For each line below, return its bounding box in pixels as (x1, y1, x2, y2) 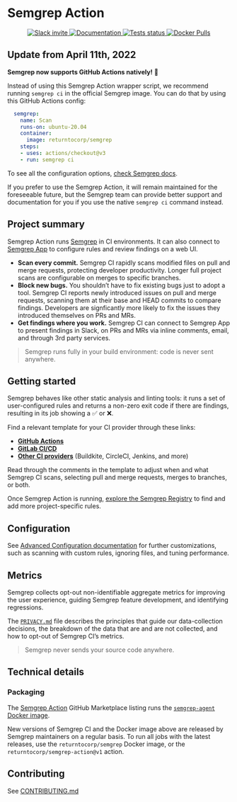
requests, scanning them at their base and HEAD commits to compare (17, 296, 221, 304)
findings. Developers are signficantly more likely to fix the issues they (17, 303, 221, 312)
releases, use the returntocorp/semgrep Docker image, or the (7, 740, 185, 748)
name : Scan (20, 117, 52, 124)
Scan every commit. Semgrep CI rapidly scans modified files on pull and (17, 258, 231, 267)
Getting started (7, 375, 76, 387)
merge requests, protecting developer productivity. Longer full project (17, 265, 221, 274)
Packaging (7, 687, 45, 697)
